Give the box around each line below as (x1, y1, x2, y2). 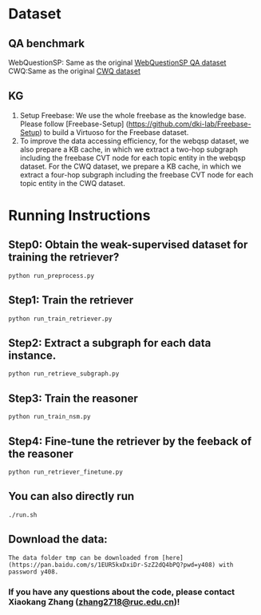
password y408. (8, 568, 59, 576)
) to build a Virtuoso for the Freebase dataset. (39, 127, 189, 137)
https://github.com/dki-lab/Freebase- (128, 119, 251, 129)
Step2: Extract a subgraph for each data (8, 336, 212, 350)
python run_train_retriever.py (8, 315, 113, 323)
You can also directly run (8, 490, 135, 503)
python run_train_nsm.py (8, 413, 91, 421)
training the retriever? (8, 251, 120, 264)
